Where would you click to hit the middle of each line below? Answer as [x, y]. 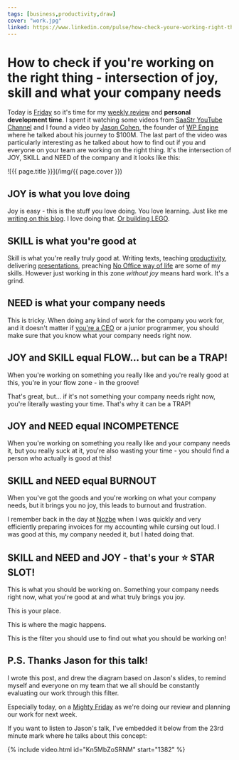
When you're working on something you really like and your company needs [119, 443]
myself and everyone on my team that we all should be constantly [104, 685]
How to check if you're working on [111, 62]
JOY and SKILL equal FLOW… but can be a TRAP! [117, 358]
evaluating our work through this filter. [63, 693]
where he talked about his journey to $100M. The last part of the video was [117, 135]
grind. [16, 280]
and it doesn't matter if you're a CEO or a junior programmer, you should [113, 327]
